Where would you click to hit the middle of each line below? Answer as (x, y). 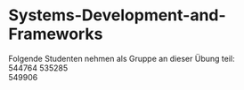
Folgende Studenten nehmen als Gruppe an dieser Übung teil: (122, 58)
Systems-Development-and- (117, 15)
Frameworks (56, 34)
